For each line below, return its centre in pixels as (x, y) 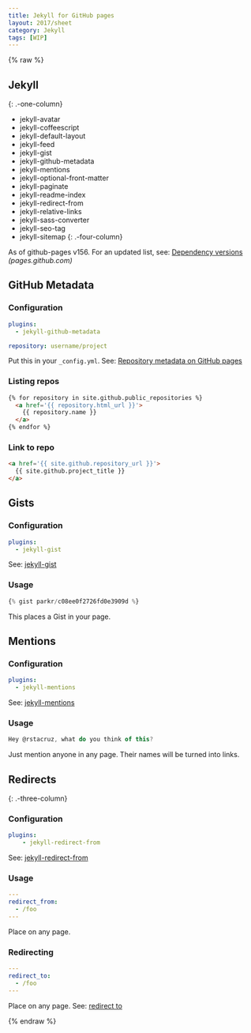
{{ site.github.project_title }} (70, 471)
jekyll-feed (37, 145)
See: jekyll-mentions (41, 703)
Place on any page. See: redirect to (65, 1005)
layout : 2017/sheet (40, 23)
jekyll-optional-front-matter (64, 178)
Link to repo (32, 447)
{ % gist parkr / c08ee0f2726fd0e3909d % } (74, 601)
